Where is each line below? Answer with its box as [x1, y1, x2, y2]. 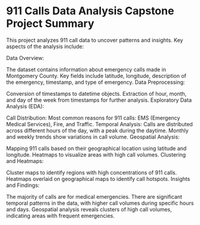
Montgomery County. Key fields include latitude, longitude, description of [6, 72, 187, 79]
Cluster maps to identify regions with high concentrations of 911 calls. [6, 168, 177, 176]
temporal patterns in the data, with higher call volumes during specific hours [6, 199, 194, 207]
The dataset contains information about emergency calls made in [6, 65, 166, 73]
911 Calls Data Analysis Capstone [6, 4, 174, 18]
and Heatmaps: [6, 157, 44, 164]
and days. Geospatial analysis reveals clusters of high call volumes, [6, 205, 172, 212]
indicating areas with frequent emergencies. [6, 212, 115, 219]
